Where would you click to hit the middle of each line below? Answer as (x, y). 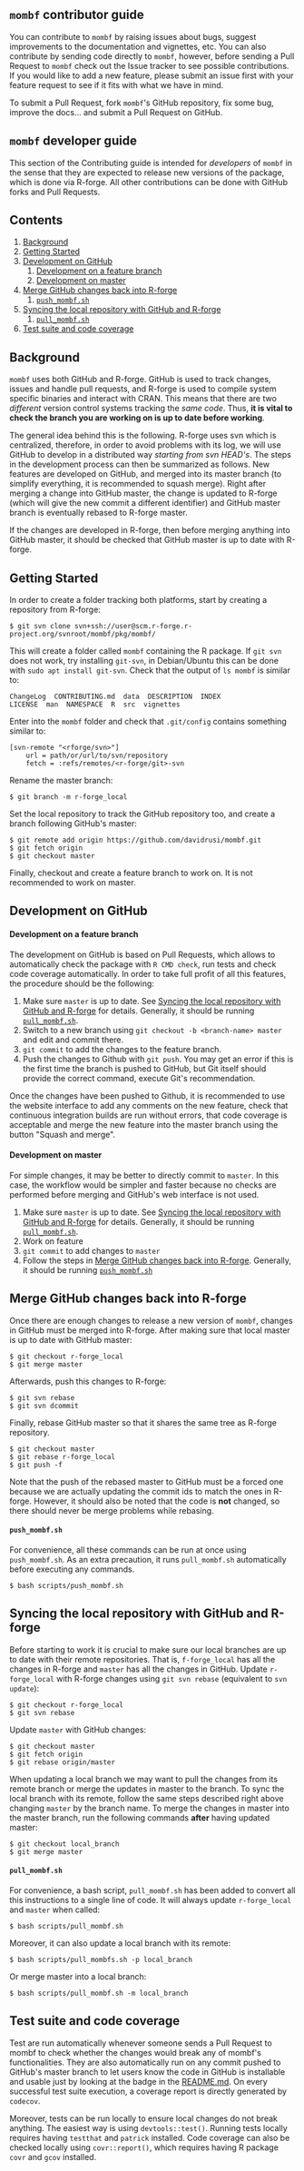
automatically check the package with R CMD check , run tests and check (143, 964)
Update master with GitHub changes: (78, 1730)
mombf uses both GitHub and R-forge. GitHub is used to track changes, (140, 380)
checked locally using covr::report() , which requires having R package (144, 2147)
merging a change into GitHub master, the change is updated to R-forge (144, 493)
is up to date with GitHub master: (71, 1339)
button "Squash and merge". (63, 1134)
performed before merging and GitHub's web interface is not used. (134, 1194)
